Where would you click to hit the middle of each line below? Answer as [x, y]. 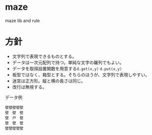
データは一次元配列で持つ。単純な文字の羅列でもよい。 [68, 62]
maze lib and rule [23, 21]
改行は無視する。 [29, 87]
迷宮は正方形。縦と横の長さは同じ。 [49, 81]
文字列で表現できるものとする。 [44, 56]
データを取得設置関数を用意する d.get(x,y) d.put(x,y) [67, 68]
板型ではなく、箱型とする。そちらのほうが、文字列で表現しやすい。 [81, 74]
